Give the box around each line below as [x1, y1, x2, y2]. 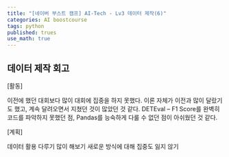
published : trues [7, 29, 57, 36]
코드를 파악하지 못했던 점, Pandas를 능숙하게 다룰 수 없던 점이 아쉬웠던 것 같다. [7, 113, 218, 122]
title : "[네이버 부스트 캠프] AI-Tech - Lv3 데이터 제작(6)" [7, 10, 167, 17]
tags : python [7, 23, 45, 29]
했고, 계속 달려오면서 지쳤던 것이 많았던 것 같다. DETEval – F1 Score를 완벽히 [14, 104, 220, 113]
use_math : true [7, 35, 51, 42]
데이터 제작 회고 [7, 62, 70, 74]
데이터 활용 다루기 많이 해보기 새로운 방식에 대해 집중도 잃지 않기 [7, 142, 180, 150]
